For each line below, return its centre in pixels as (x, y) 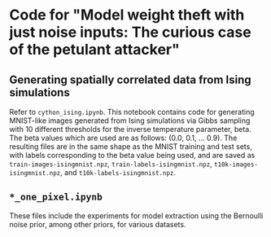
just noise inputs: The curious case (130, 32)
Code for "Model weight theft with (127, 15)
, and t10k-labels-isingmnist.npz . (118, 172)
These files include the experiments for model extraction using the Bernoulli (136, 215)
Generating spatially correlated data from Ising (130, 79)
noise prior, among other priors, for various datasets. (98, 224)
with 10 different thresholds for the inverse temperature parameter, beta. (130, 129)
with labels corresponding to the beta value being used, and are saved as (132, 155)
